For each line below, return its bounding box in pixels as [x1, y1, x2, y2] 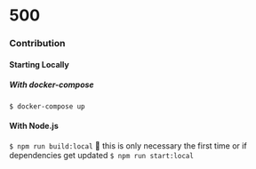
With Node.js [9, 121, 60, 132]
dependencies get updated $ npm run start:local [9, 149, 194, 160]
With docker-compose [9, 79, 95, 90]
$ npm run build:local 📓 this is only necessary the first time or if [9, 140, 247, 151]
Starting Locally [9, 59, 69, 69]
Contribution [9, 37, 66, 50]
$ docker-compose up [9, 101, 86, 111]
